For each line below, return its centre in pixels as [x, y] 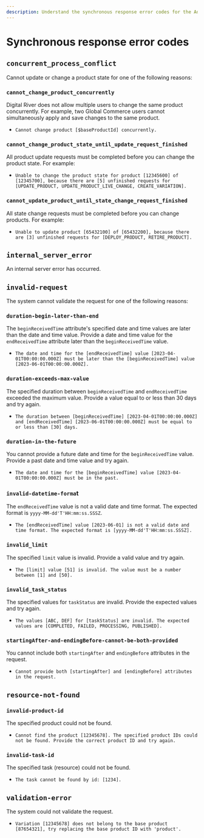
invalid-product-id [35, 710]
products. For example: [35, 220]
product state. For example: [41, 163]
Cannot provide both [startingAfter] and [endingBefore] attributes [104, 672]
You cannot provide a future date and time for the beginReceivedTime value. [100, 454]
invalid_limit [27, 545]
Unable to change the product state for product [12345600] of [97, 176]
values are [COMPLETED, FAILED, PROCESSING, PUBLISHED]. [89, 626]
